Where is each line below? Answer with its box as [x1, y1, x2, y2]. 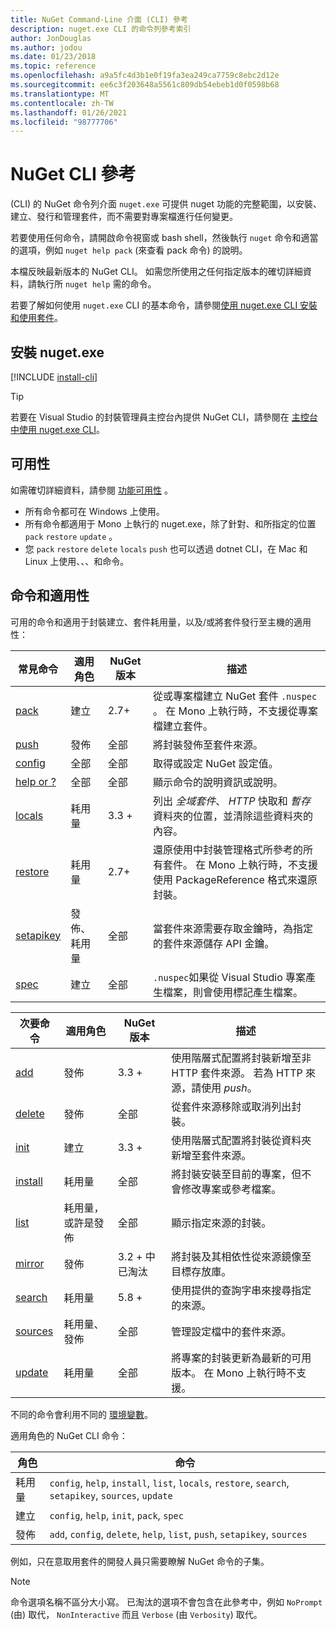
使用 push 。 [201, 1081, 258, 1095]
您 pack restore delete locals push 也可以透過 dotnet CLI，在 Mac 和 [24, 542, 308, 555]
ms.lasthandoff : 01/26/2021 [10, 107, 128, 118]
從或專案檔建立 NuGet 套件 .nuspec [153, 689, 318, 703]
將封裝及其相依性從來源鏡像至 [171, 1249, 312, 1263]
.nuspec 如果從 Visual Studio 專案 [153, 970, 307, 984]
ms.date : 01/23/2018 [10, 52, 97, 62]
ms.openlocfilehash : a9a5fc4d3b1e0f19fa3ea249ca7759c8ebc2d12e [10, 71, 280, 81]
